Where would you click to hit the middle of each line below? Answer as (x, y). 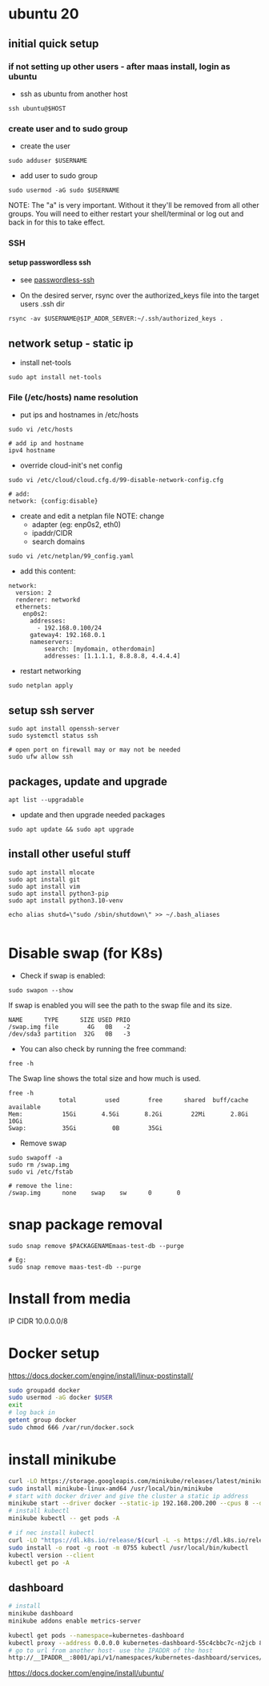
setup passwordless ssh (50, 262)
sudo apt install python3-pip (59, 894)
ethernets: (34, 607)
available (25, 1107)
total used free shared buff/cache (154, 1100)
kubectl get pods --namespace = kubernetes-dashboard (96, 1635)
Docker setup (54, 1353)
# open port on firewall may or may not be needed (94, 750)
